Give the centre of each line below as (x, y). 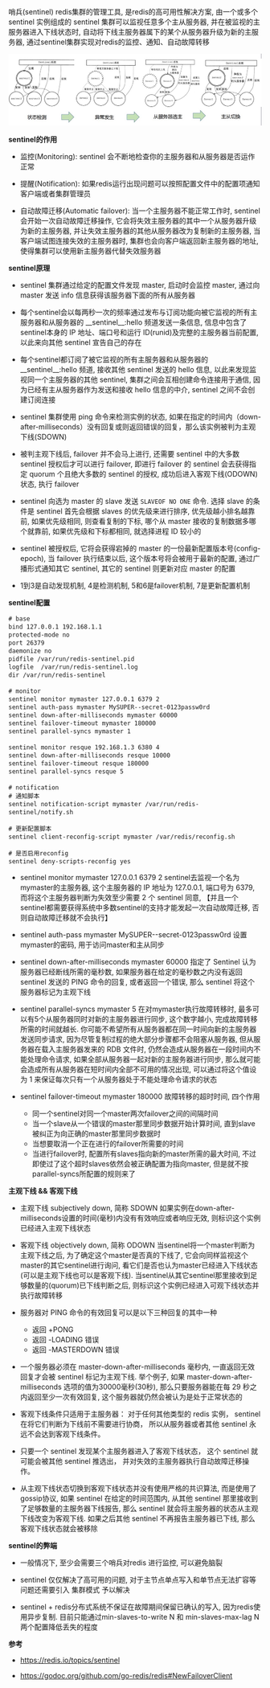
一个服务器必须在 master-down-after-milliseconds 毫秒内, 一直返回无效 (137, 1366)
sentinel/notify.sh (41, 812)
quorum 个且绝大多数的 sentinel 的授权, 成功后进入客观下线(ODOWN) (144, 473)
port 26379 (27, 643)
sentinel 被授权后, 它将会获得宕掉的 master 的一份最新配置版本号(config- (140, 548)
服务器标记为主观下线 (55, 992)
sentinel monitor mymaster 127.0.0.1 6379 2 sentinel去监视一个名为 (129, 877)
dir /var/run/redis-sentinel (57, 675)
